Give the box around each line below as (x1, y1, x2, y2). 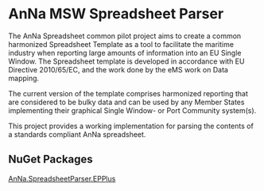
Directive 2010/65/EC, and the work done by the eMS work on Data (8, 64, 229, 74)
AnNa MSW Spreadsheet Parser (8, 5, 224, 23)
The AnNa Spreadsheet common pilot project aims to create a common (8, 31, 242, 41)
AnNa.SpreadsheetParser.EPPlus (8, 173, 116, 183)
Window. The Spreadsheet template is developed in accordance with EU (8, 57, 245, 66)
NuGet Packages (8, 153, 93, 166)
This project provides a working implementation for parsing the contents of (8, 121, 254, 131)
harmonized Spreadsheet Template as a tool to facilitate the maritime (8, 39, 235, 49)
